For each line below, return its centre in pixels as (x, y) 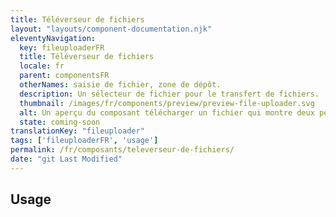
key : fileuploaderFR (62, 47)
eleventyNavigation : (53, 38)
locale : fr (42, 66)
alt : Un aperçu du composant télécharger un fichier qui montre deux (167, 112)
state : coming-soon (60, 122)
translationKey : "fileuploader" (77, 131)
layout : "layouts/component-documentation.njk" (111, 29)
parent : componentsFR (64, 76)
